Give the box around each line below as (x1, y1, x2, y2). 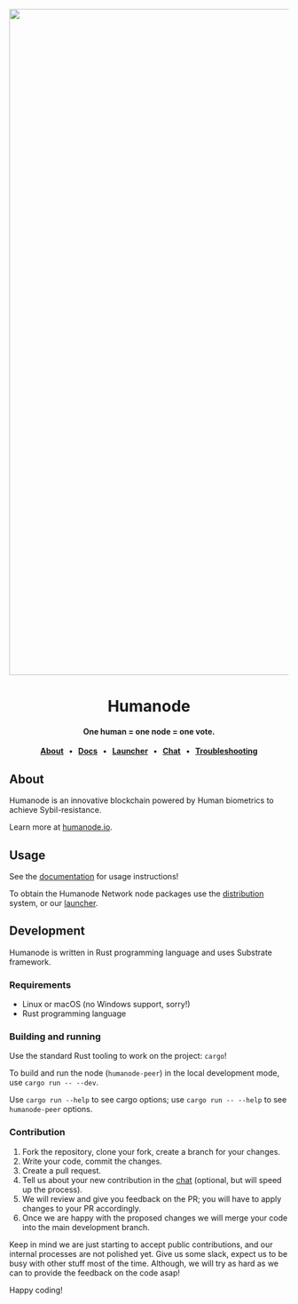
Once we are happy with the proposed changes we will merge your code (21, 1213, 288, 1223)
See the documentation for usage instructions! (9, 871, 179, 882)
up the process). (21, 1184, 82, 1195)
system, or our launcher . (9, 898, 98, 909)
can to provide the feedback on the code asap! (9, 1267, 180, 1278)
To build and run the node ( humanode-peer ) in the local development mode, (9, 1068, 280, 1078)
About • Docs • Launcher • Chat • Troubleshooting (40, 746, 258, 757)
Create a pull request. (21, 1165, 102, 1176)
